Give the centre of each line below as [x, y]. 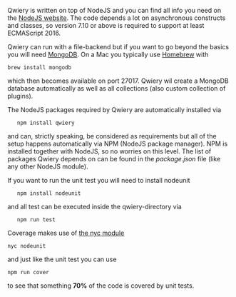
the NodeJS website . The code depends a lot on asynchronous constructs [117, 18]
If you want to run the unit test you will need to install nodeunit [99, 180]
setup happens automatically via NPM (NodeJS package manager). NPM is [118, 144]
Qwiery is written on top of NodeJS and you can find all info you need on [114, 10]
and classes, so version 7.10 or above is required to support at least [106, 25]
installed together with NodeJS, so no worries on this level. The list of [109, 151]
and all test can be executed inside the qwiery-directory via [94, 207]
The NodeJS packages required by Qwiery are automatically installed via [114, 110]
